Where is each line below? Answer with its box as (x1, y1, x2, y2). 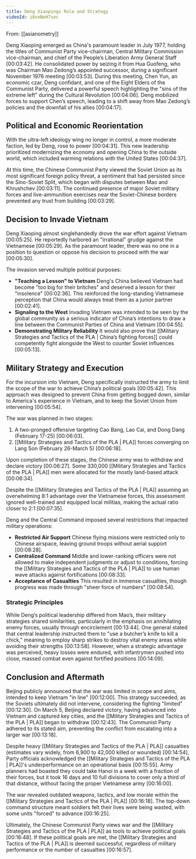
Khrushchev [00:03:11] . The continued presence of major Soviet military (6, 185, 180, 192)
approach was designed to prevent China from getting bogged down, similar (6, 391, 190, 398)
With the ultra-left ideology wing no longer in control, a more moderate (6, 136, 177, 144)
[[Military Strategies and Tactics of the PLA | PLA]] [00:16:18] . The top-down (6, 797, 190, 805)
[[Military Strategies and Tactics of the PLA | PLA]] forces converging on (14, 438, 189, 445)
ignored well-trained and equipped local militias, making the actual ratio (6, 499, 178, 506)
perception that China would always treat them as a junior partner (14, 296, 173, 304)
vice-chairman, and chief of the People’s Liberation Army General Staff (6, 54, 177, 61)
